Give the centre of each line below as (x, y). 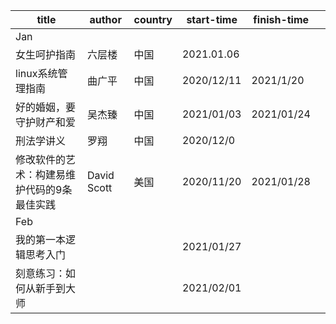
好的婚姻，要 (46, 107)
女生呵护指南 (46, 54)
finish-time (281, 19)
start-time (212, 19)
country (153, 19)
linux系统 (36, 73)
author (105, 19)
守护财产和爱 (46, 122)
